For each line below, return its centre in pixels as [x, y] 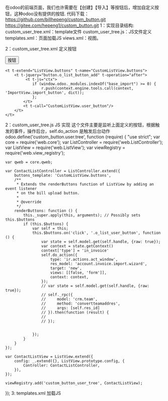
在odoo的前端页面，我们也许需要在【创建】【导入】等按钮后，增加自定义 [80, 7]
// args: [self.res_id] [70, 308]
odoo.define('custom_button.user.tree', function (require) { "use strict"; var [82, 137]
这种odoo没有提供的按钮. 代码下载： [51, 14]
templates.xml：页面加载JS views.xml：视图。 [53, 38]
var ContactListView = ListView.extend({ [49, 357]
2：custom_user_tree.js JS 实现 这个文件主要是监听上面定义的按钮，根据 [80, 125]
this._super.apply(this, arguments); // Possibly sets [82, 215]
